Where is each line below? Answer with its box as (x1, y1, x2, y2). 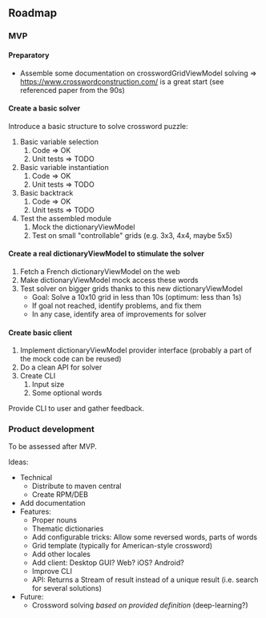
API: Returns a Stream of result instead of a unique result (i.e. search (31, 575, 259, 584)
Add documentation (19, 499, 86, 508)
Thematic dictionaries (31, 524, 104, 534)
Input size (31, 380, 65, 390)
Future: (19, 592, 44, 602)
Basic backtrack (19, 188, 74, 197)
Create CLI (19, 371, 56, 381)
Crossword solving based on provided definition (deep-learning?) (31, 600, 248, 610)
